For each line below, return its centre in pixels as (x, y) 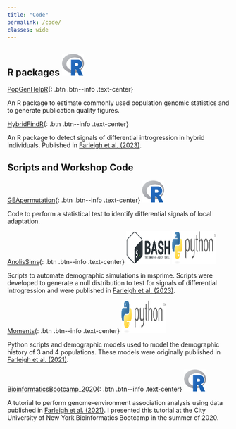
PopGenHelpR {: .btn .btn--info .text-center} (70, 89)
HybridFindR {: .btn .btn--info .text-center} (68, 124)
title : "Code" (28, 15)
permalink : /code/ (34, 22)
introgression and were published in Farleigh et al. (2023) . (92, 290)
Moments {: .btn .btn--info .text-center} (64, 331)
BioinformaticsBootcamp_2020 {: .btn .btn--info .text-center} (95, 389)
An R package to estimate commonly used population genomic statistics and (118, 103)
